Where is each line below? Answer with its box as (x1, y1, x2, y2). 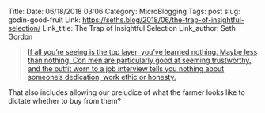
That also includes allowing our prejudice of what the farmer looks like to (8, 88, 245, 97)
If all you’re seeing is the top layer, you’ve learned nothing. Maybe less (27, 47, 258, 56)
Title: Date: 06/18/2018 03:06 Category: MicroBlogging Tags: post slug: (8, 7, 240, 16)
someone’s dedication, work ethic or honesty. (27, 73, 176, 81)
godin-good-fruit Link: (8, 15, 81, 24)
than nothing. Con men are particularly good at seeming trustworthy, (27, 55, 252, 65)
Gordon (8, 32, 33, 41)
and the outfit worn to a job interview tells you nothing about (27, 64, 225, 73)
